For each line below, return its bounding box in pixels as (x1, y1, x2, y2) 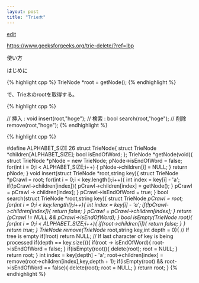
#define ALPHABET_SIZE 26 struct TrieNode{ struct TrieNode (7, 144, 157, 152)
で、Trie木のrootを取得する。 (7, 91, 78, 98)
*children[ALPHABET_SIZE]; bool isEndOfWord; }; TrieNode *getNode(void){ (7, 150, 193, 157)
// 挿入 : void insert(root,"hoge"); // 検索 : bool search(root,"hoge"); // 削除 (7, 115, 187, 122)
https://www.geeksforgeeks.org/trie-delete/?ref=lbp (7, 42, 134, 49)
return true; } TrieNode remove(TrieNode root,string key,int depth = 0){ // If (7, 226, 190, 233)
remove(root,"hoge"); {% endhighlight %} (7, 121, 108, 128)
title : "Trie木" (7, 14, 46, 20)
